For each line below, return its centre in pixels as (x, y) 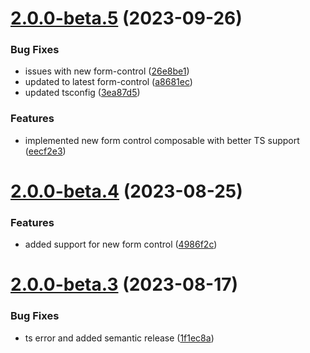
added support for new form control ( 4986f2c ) (121, 244)
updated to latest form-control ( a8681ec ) (108, 82)
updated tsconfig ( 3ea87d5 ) (82, 93)
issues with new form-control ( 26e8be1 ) (107, 71)
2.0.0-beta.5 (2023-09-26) (126, 18)
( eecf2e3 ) (45, 151)
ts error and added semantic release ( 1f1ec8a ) (119, 338)
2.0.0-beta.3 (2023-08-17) (124, 284)
